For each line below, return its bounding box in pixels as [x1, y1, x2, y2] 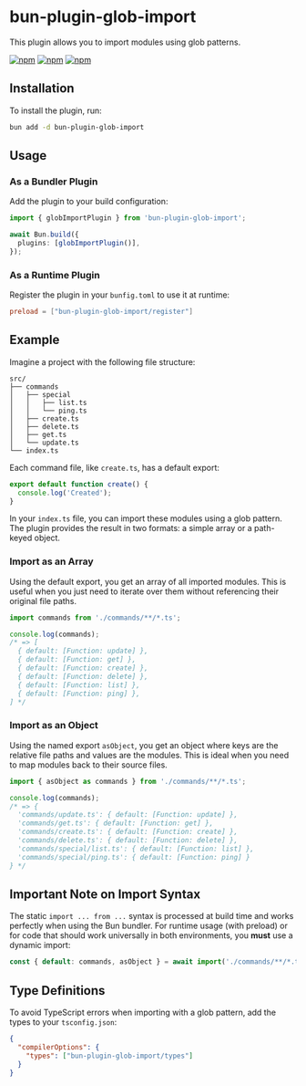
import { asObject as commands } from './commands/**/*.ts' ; [9, 777, 247, 786]
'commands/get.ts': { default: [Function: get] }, [17, 819, 214, 828]
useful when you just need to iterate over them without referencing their [9, 586, 280, 597]
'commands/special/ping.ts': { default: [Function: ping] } [17, 852, 250, 861]
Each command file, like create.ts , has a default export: [9, 462, 220, 473]
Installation [9, 80, 75, 97]
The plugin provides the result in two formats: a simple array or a [9, 523, 252, 534]
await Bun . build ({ [9, 230, 79, 239]
